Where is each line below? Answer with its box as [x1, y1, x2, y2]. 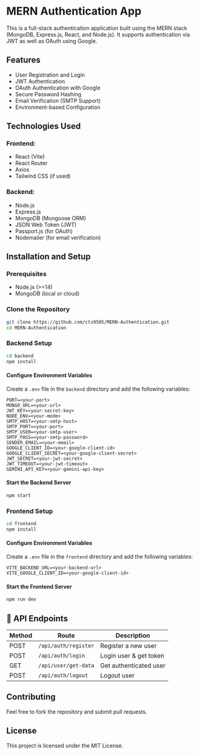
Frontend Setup [6, 507, 53, 515]
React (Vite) [15, 153, 46, 161]
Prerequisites [6, 270, 47, 278]
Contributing [6, 692, 56, 702]
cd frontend [6, 521, 36, 527]
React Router [15, 159, 48, 167]
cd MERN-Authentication [6, 324, 67, 331]
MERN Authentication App [6, 4, 141, 18]
